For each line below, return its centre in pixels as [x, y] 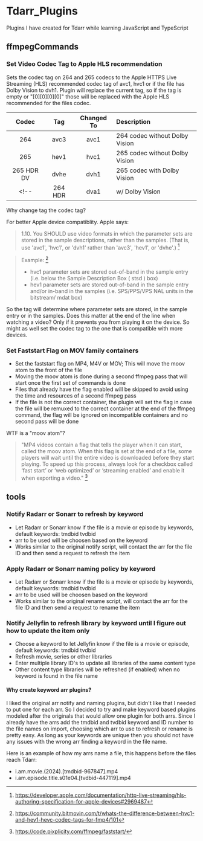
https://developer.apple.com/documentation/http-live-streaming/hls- [101, 795]
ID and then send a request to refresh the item [72, 553]
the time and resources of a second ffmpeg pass [76, 396]
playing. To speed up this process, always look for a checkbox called [107, 464]
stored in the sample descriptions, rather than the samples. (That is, [105, 240]
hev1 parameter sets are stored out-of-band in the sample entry [109, 285]
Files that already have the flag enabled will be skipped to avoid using [101, 389]
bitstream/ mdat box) [56, 297]
